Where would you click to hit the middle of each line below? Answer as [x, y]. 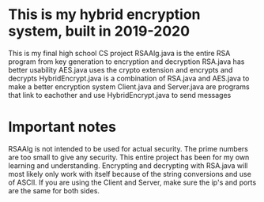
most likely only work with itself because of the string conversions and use [130, 174]
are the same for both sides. [54, 190]
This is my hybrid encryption [104, 15]
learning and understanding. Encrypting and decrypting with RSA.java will [128, 165]
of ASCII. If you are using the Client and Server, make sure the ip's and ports [132, 182]
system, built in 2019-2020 [99, 31]
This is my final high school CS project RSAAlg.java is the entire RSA [119, 53]
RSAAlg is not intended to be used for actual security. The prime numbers [128, 148]
